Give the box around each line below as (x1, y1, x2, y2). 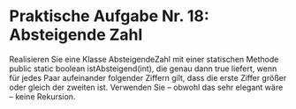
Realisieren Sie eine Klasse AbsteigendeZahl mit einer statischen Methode (9, 54, 279, 64)
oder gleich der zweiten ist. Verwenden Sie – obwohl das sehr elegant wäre (9, 82, 284, 92)
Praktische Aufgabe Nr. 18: (9, 6, 209, 26)
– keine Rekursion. (9, 91, 76, 102)
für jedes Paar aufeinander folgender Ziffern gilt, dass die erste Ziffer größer (9, 72, 287, 83)
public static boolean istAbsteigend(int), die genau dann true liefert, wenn (9, 63, 277, 74)
